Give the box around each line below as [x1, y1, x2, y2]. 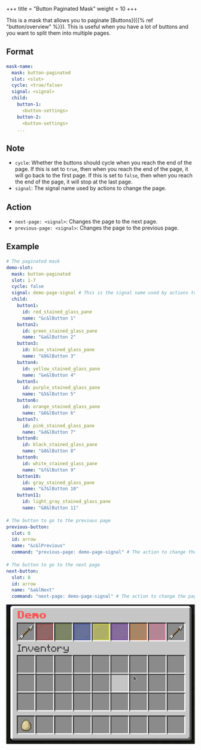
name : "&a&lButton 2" [22, 334, 77, 341]
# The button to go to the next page [6, 562, 100, 568]
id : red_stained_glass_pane [22, 309, 93, 315]
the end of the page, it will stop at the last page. [14, 178, 133, 185]
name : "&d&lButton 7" [22, 429, 77, 435]
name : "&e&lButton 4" [22, 372, 77, 378]
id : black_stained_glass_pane [22, 442, 98, 448]
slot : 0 [11, 530, 31, 536]
